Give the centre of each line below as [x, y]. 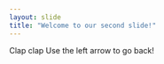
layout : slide [35, 17]
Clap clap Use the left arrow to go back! [82, 50]
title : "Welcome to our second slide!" [83, 25]
